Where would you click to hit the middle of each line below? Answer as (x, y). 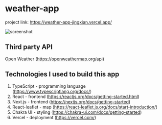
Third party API (29, 47)
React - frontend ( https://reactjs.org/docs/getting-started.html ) (76, 97)
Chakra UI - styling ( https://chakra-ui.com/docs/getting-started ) (77, 112)
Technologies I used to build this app (62, 74)
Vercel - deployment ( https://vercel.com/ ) (54, 117)
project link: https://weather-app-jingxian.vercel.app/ (58, 22)
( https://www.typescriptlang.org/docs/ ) (52, 91)
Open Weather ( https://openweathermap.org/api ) (55, 59)
